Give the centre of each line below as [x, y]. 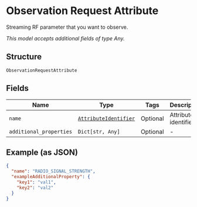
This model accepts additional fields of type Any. [65, 38]
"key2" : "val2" [35, 188]
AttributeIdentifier [106, 118]
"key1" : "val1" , [37, 182]
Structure [24, 57]
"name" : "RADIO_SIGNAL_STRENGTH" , [53, 171]
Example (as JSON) [42, 152]
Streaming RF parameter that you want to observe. [67, 27]
